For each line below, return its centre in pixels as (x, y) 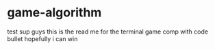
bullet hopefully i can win (42, 38)
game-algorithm (54, 13)
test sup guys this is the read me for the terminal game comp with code (108, 32)
